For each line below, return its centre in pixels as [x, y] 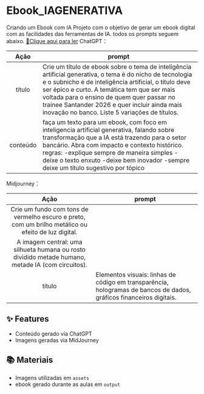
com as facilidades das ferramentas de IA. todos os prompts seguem [93, 33]
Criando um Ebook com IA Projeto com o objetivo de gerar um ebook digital [101, 27]
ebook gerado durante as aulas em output [67, 384]
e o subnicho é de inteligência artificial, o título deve [116, 81]
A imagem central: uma [50, 242]
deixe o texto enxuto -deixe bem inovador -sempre [116, 160]
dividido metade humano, [49, 257]
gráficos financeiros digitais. [136, 297]
